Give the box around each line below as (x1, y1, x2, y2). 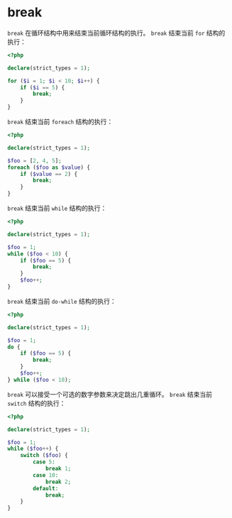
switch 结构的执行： (7, 399, 66, 407)
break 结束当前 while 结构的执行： (7, 204, 107, 213)
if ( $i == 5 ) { (20, 84, 65, 91)
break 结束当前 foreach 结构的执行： (7, 118, 114, 126)
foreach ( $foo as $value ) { (7, 164, 91, 171)
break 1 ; (45, 465, 72, 473)
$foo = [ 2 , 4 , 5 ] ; (7, 157, 62, 164)
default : (33, 485, 59, 492)
